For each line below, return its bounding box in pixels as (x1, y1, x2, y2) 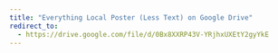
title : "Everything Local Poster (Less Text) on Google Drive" (9, 13, 254, 22)
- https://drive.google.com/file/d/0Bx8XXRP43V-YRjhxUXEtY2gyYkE (17, 30, 270, 39)
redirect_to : (9, 22, 59, 31)
